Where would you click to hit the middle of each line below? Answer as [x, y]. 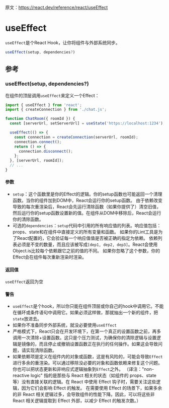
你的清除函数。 [28, 219]
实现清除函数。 [41, 350]
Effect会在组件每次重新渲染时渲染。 [50, 257]
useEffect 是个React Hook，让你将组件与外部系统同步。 [63, 42]
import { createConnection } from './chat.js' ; [56, 110]
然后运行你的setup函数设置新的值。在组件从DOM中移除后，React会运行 [87, 213]
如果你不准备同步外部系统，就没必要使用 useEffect [65, 325]
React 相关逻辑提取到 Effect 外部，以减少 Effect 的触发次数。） [77, 401]
